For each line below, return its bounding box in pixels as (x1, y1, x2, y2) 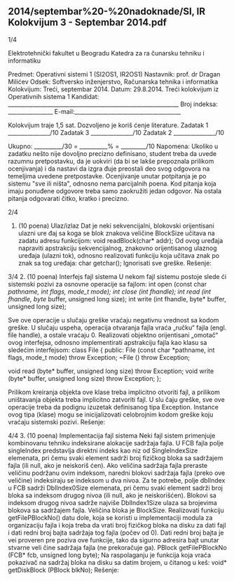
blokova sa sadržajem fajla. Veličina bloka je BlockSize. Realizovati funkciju (8, 506, 224, 514)
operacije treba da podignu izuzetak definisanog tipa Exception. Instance (8, 403, 219, 411)
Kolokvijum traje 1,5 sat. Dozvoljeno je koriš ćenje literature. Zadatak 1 (8, 121, 209, 129)
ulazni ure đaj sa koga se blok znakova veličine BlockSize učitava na (18, 228, 216, 237)
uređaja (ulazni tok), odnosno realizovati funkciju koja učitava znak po (18, 251, 220, 259)
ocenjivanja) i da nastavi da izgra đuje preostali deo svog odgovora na (8, 164, 210, 173)
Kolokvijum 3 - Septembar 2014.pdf (8, 17, 167, 29)
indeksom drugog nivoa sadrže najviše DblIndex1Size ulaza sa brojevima (8, 498, 218, 507)
